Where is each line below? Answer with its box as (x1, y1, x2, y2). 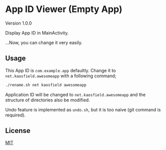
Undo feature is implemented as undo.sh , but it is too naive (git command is (5, 106, 161, 112)
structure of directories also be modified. (5, 97, 90, 103)
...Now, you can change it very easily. (5, 39, 83, 46)
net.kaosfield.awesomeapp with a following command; (5, 73, 117, 79)
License (5, 126, 31, 135)
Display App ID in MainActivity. (5, 30, 69, 36)
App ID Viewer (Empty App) (5, 4, 122, 15)
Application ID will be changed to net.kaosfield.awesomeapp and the (5, 91, 146, 97)
